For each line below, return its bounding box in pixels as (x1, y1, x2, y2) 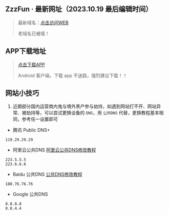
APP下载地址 (5, 47, 46, 55)
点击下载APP (17, 61, 45, 68)
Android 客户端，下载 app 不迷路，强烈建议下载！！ (17, 72, 128, 79)
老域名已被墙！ (17, 30, 50, 36)
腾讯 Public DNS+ (12, 127, 50, 133)
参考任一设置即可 (22, 116, 58, 122)
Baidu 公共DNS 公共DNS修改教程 (12, 171, 83, 178)
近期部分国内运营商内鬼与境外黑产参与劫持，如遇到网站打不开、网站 (12, 103, 157, 109)
